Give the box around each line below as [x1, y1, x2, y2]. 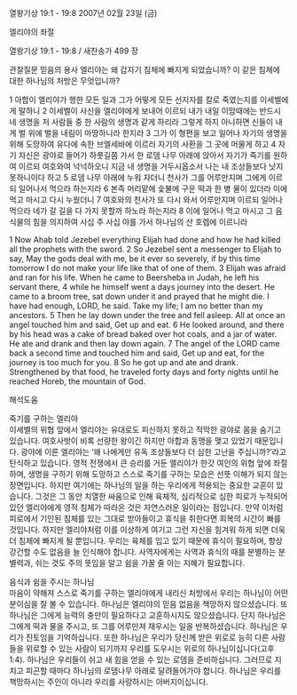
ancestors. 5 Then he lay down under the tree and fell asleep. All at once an [9, 310, 285, 320]
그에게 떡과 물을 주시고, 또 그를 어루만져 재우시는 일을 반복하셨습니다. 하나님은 [9, 621, 279, 631]
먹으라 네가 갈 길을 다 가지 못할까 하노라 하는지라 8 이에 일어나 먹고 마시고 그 [9, 205, 273, 216]
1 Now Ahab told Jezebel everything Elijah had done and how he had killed [9, 235, 281, 244]
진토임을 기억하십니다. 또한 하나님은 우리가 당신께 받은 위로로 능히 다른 [25, 632, 270, 643]
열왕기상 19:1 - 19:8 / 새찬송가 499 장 [9, 45, 139, 56]
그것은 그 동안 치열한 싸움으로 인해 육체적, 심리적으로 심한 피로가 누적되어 [35, 491, 288, 501]
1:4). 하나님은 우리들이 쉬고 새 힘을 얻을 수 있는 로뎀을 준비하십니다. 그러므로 [9, 654, 273, 665]
